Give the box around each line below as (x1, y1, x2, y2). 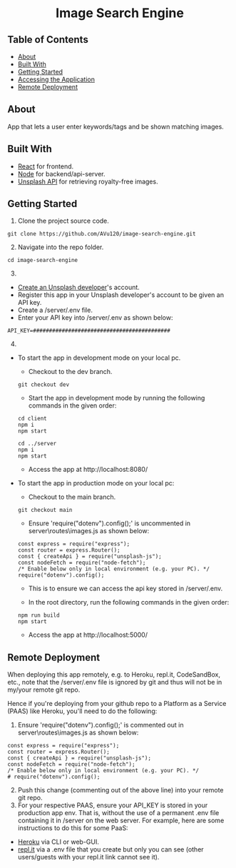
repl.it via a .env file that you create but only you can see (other (17, 845, 205, 854)
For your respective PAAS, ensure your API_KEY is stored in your (17, 801, 208, 809)
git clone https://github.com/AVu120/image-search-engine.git (7, 231, 196, 238)
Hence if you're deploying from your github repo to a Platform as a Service (7, 700, 227, 708)
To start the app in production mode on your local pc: (17, 479, 175, 488)
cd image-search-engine (7, 257, 78, 264)
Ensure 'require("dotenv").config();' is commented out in (17, 721, 184, 730)
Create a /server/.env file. (17, 306, 93, 315)
